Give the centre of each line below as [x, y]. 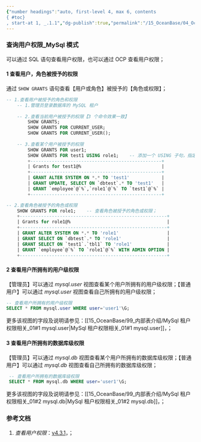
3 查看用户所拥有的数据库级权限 [45, 343]
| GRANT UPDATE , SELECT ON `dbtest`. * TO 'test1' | [96, 183]
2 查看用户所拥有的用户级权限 [43, 270]
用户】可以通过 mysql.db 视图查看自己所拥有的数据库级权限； [82, 365]
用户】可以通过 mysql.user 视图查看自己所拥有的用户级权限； [82, 292]
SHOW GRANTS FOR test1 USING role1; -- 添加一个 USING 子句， [108, 155]
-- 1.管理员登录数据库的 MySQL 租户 [58, 105]
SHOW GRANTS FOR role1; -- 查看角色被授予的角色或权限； [87, 211]
